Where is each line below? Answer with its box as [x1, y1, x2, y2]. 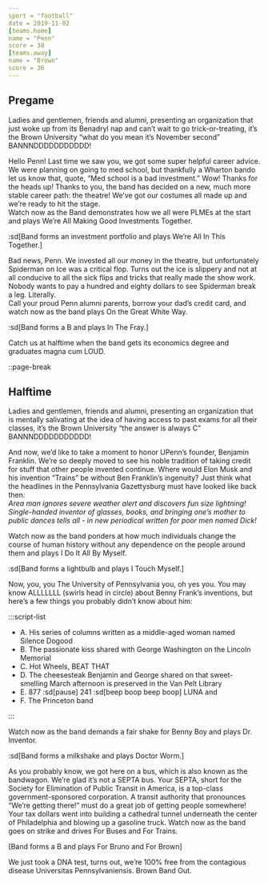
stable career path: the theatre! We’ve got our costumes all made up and [8, 190, 247, 200]
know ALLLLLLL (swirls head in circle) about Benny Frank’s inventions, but [8, 588, 254, 598]
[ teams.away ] [8, 49, 52, 57]
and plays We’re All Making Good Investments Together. [8, 216, 193, 226]
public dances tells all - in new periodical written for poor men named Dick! [8, 515, 258, 526]
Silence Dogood [19, 636, 74, 646]
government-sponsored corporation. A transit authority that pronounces [8, 792, 246, 802]
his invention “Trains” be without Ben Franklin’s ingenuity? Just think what [8, 473, 252, 482]
